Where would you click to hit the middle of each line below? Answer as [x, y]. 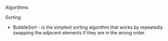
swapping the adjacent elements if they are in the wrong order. [79, 33]
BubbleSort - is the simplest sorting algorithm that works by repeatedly [88, 27]
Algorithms [17, 7]
